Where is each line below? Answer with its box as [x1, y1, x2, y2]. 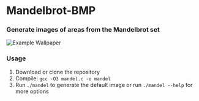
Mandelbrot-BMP [6, 4, 96, 18]
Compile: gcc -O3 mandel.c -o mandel [15, 74, 111, 82]
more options [15, 88, 49, 95]
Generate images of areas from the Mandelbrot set [6, 26, 160, 34]
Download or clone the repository [15, 68, 100, 75]
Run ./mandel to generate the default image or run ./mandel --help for [15, 81, 193, 88]
